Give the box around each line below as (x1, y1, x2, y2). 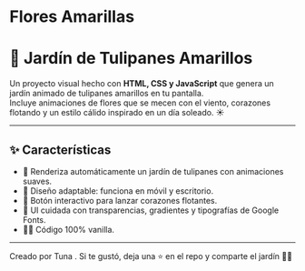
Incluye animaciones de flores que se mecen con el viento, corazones (9, 97, 271, 108)
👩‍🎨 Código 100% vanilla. (22, 224, 115, 235)
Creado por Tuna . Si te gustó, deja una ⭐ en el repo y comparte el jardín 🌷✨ (9, 250, 293, 261)
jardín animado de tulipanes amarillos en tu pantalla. (9, 88, 204, 99)
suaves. (22, 176, 53, 186)
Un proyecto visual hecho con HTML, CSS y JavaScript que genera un (9, 78, 274, 89)
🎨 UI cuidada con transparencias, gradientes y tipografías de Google (22, 205, 280, 216)
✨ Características (9, 142, 112, 157)
